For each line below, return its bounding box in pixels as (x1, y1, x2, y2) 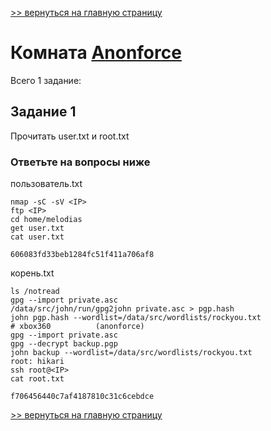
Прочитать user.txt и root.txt (10, 130, 130, 142)
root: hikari (10, 357, 65, 367)
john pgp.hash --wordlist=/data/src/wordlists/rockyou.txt (10, 313, 262, 323)
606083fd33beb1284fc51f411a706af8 (10, 250, 155, 260)
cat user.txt (10, 232, 65, 242)
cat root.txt (10, 374, 65, 384)
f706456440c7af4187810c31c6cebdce (10, 392, 155, 402)
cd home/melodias (10, 215, 83, 225)
